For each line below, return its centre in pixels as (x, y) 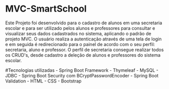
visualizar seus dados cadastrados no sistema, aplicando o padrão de (78, 33)
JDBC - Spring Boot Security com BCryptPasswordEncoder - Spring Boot (82, 75)
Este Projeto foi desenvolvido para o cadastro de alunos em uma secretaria (84, 23)
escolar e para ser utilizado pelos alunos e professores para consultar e (80, 28)
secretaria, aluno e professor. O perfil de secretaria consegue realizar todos (84, 50)
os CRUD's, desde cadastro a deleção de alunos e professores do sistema (83, 55)
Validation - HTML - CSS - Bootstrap (43, 81)
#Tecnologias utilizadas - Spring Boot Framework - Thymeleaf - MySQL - (82, 70)
